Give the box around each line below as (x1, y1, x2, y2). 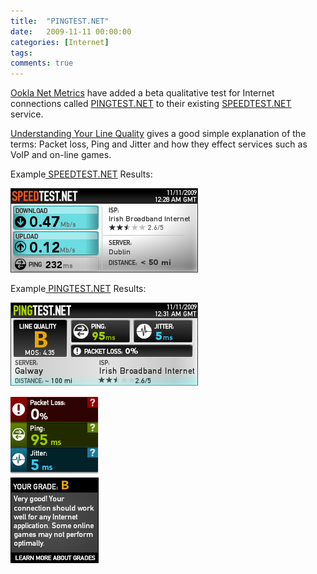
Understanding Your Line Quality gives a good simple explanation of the (10, 128, 307, 140)
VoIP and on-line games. (10, 149, 112, 161)
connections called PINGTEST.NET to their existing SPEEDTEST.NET (10, 98, 292, 110)
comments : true (10, 58, 74, 69)
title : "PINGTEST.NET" (10, 16, 110, 26)
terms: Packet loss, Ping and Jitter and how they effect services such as (10, 138, 308, 150)
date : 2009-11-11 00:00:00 (10, 26, 132, 37)
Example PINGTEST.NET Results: (10, 283, 147, 295)
